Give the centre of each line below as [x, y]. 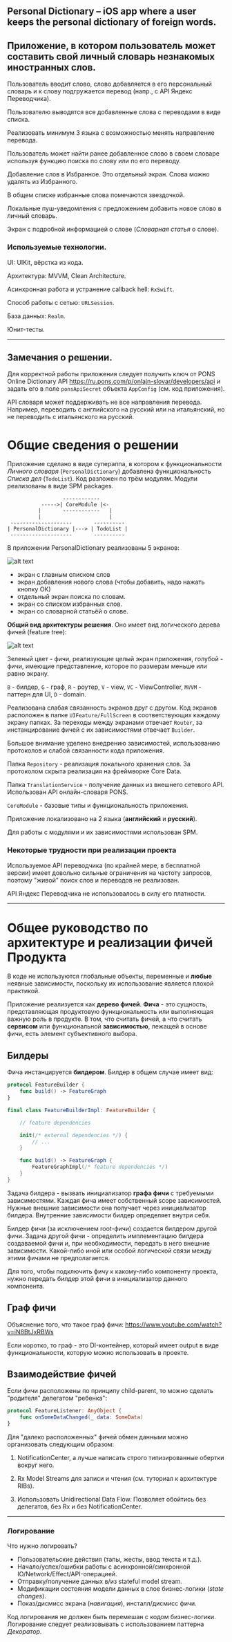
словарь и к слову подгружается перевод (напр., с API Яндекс [100, 91]
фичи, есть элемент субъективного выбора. [72, 1034]
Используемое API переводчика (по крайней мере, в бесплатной [104, 865]
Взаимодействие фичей [62, 1374]
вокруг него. [36, 1465]
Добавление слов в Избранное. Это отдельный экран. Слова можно [108, 174]
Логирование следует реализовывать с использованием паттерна [106, 1624]
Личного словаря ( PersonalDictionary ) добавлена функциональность [109, 471]
